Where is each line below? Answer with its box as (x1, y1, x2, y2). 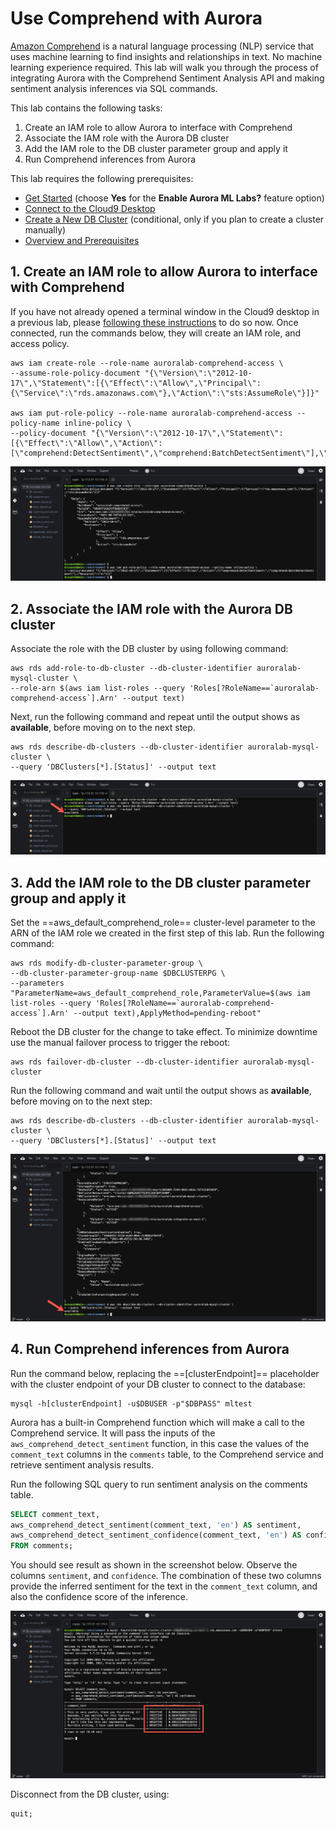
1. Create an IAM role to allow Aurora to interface (10, 263, 318, 281)
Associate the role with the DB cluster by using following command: (10, 643, 289, 655)
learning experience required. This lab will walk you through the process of (10, 61, 319, 73)
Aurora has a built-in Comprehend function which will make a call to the (10, 1416, 305, 1428)
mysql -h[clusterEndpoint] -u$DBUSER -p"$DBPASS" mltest (10, 1398, 253, 1409)
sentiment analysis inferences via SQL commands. (10, 82, 218, 94)
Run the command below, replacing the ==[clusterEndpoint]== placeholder (10, 1367, 320, 1379)
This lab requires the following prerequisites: (10, 172, 194, 184)
